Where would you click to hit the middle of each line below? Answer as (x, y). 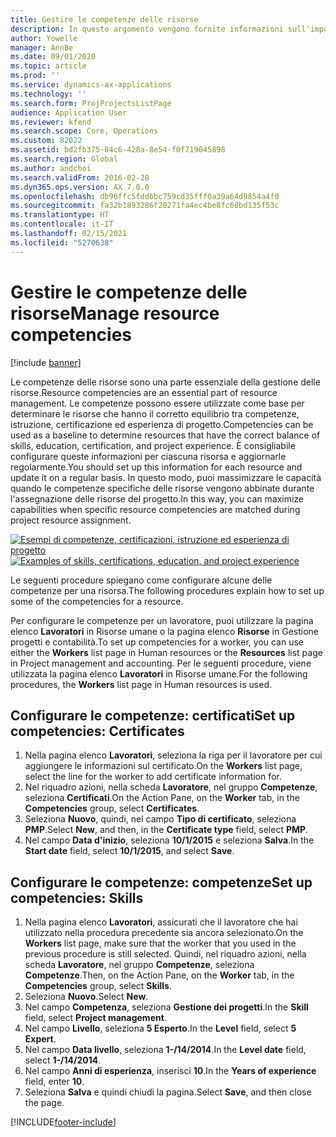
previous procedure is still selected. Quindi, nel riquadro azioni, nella (165, 954)
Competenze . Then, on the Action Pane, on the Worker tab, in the (159, 975)
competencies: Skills (77, 897)
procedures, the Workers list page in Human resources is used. (141, 684)
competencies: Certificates (97, 731)
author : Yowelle (44, 38)
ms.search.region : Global (64, 159)
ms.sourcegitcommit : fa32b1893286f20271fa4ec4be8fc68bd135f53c (145, 206)
